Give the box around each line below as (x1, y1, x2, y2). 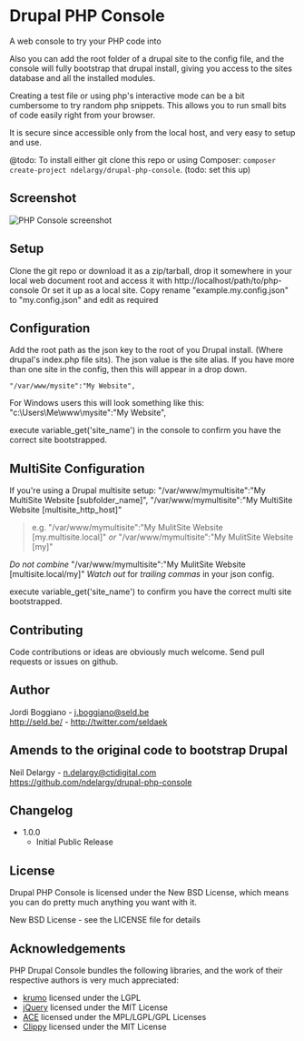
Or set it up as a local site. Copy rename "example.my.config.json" (40, 284, 289, 296)
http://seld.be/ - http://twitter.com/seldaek (9, 716, 168, 727)
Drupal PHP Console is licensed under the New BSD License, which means (9, 887, 289, 898)
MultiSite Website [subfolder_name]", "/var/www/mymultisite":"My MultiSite (9, 495, 293, 506)
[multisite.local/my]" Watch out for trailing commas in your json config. (9, 569, 275, 580)
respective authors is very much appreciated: (9, 975, 180, 985)
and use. (9, 136, 43, 147)
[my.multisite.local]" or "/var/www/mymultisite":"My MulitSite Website (31, 531, 293, 542)
